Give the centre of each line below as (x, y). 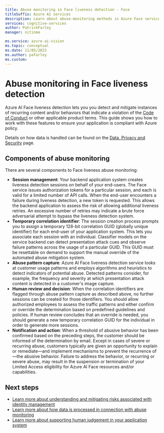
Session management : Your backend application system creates (77, 180)
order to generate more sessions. (46, 325)
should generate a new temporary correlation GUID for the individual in (83, 320)
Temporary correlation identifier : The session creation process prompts (85, 221)
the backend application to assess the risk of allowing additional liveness (85, 205)
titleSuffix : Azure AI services (38, 14)
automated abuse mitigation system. (49, 258)
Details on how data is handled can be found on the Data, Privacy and (75, 138)
